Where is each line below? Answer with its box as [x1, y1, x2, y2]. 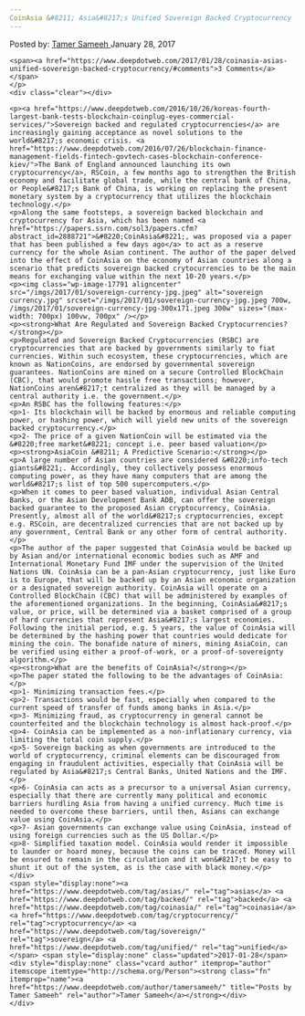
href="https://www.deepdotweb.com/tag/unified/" [9, 942, 198, 952]
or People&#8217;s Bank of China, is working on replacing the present [9, 183, 288, 193]
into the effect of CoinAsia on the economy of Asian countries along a [9, 256, 292, 265]
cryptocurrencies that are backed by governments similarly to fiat [9, 343, 276, 352]
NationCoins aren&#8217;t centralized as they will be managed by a [9, 383, 276, 393]
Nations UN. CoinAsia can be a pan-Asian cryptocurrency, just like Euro [9, 567, 297, 576]
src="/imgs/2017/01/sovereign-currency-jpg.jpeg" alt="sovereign [9, 288, 263, 297]
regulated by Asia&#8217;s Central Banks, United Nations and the [9, 767, 268, 776]
